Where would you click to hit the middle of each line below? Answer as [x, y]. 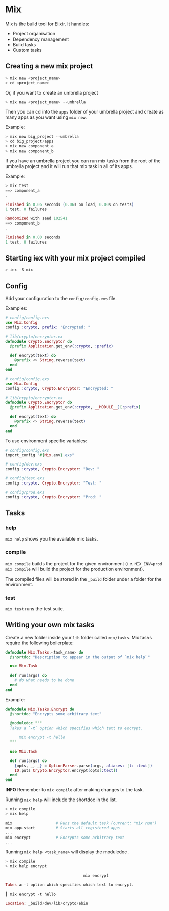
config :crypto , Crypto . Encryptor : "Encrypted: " [59, 388]
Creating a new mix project [49, 66]
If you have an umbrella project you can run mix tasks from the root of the [83, 161]
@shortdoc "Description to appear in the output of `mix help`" [80, 657]
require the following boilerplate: [40, 643]
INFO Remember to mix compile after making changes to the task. [75, 790]
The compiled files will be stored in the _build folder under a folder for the [83, 579]
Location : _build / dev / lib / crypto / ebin [47, 903]
